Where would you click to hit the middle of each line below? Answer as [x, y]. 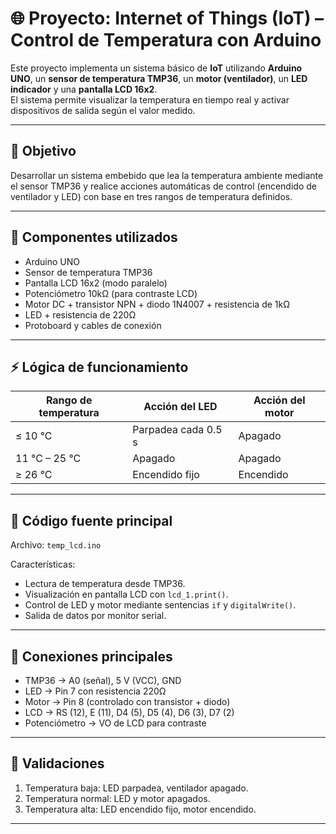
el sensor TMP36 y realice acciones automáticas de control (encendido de [163, 186]
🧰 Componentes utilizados [94, 237]
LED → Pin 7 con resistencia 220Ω [95, 691]
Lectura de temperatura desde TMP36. [105, 584]
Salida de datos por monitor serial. [95, 616]
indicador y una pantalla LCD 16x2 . [84, 89]
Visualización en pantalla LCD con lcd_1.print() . [126, 594]
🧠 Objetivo [43, 151]
